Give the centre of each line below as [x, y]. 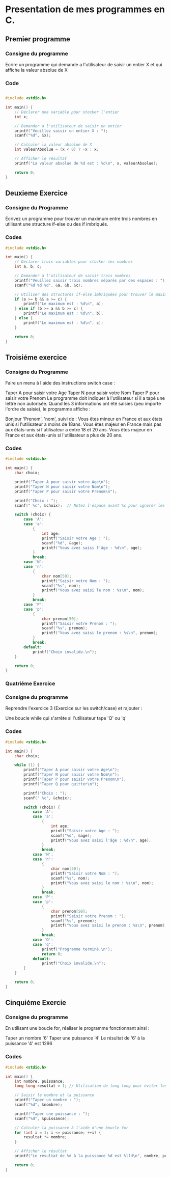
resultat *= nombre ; [45, 1137]
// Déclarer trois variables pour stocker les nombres [74, 262]
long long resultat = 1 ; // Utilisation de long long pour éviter [86, 1086]
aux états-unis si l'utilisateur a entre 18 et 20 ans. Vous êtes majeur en [79, 430]
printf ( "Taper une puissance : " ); [52, 1114]
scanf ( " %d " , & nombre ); [38, 1105]
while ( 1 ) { [27, 765]
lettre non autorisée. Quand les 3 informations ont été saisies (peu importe [83, 404]
